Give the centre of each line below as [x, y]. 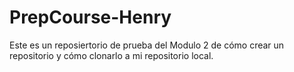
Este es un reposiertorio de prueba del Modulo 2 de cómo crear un [147, 45]
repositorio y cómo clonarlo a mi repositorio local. [111, 55]
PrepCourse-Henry [90, 17]
